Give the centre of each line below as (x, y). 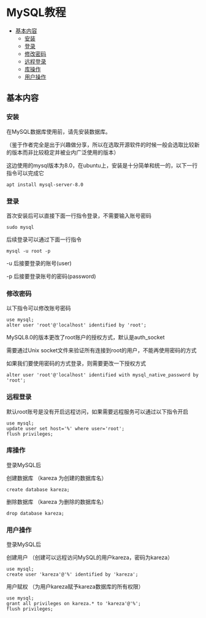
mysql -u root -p (29, 251)
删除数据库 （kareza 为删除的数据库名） (57, 501)
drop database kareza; (35, 513)
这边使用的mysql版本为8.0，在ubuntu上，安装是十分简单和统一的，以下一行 (102, 165)
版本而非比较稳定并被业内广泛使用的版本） (65, 152)
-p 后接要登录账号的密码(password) (51, 276)
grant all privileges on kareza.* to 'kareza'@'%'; (74, 604)
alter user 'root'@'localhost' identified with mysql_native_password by (103, 375)
